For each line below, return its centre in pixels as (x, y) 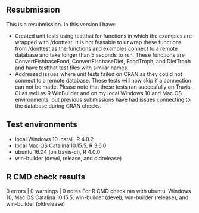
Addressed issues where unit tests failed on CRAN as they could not (99, 74)
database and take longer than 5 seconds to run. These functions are (100, 55)
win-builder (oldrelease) (36, 204)
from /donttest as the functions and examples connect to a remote (96, 48)
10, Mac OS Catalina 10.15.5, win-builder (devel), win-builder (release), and (97, 197)
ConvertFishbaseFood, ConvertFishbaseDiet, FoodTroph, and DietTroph (103, 61)
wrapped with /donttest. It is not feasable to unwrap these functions (98, 42)
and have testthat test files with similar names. (72, 68)
